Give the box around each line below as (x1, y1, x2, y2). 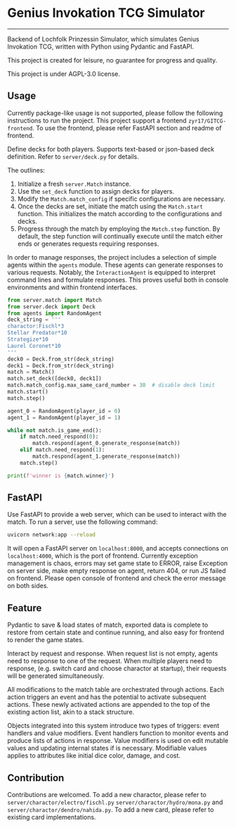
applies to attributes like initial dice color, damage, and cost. (7, 751, 181, 760)
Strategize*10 (7, 336, 49, 343)
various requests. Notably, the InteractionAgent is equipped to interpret (7, 268, 216, 276)
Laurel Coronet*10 (7, 342, 61, 349)
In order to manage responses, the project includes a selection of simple (7, 253, 217, 261)
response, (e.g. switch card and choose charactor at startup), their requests (7, 664, 227, 673)
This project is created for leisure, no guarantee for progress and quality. (7, 56, 218, 64)
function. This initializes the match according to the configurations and (17, 209, 223, 218)
